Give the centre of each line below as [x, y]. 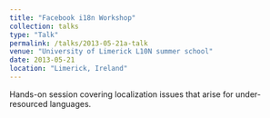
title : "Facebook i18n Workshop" [73, 18]
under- [248, 94]
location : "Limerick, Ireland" [69, 69]
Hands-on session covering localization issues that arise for [121, 94]
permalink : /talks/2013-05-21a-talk [79, 43]
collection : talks [44, 26]
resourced [29, 103]
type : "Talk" [34, 34]
